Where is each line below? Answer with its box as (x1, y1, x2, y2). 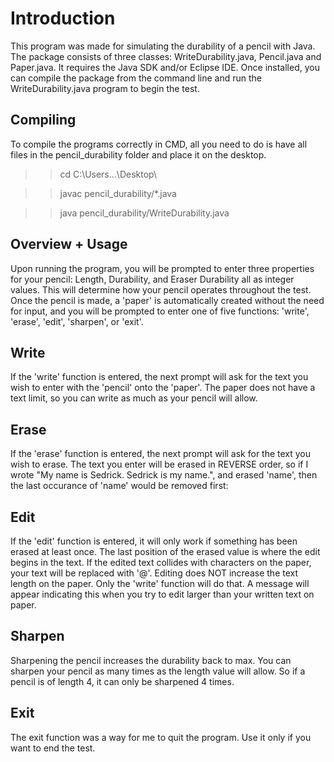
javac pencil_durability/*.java (59, 187, 177, 199)
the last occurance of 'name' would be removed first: (10, 480, 229, 492)
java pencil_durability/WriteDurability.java (59, 207, 230, 219)
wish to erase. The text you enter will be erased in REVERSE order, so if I (10, 458, 309, 471)
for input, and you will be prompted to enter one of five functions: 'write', (10, 305, 310, 317)
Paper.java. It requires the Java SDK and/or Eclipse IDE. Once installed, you (10, 61, 320, 73)
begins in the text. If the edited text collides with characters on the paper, (10, 557, 312, 568)
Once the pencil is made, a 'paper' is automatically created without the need (10, 294, 325, 306)
